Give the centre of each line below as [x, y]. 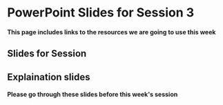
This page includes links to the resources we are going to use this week [111, 32]
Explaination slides [49, 77]
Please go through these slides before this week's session [93, 95]
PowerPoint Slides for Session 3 [101, 13]
